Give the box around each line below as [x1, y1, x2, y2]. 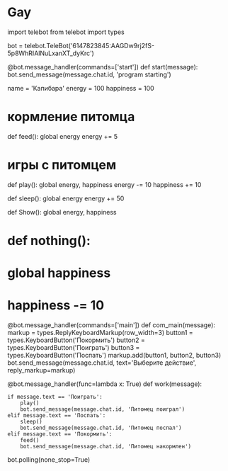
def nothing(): [7, 233, 91, 249]
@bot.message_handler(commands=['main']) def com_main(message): [7, 321, 216, 329]
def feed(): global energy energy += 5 [7, 132, 118, 140]
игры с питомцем [7, 157, 117, 174]
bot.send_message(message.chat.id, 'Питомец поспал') [20, 424, 182, 432]
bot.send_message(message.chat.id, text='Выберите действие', [7, 358, 197, 367]
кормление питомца [7, 109, 135, 125]
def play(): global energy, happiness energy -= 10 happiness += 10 [7, 180, 202, 188]
